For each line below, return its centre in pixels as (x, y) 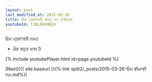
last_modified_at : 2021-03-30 (38, 15)
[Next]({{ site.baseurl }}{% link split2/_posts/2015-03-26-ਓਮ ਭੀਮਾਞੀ (76, 69)
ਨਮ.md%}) (16, 75)
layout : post (19, 10)
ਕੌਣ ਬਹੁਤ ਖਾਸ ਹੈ (27, 49)
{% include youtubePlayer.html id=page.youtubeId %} (62, 59)
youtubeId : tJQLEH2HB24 (31, 24)
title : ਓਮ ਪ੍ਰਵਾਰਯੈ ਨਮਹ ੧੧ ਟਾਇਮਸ (39, 19)
